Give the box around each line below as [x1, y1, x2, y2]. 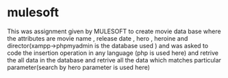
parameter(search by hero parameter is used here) [7, 63, 151, 71]
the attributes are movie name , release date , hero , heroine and [7, 34, 188, 42]
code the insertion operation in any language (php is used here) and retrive [7, 49, 219, 57]
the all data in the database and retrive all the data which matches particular [7, 56, 221, 64]
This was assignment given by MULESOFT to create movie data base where [7, 27, 221, 35]
